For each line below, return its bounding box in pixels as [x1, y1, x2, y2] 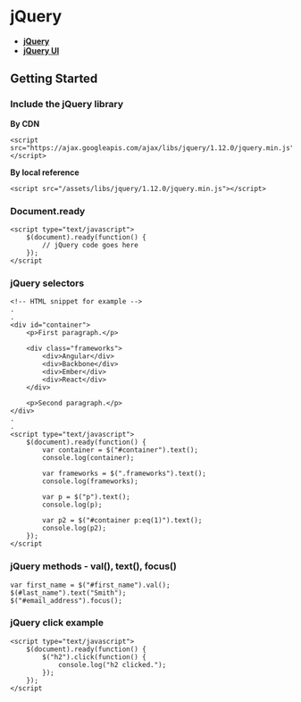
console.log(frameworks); [42, 477, 139, 486]
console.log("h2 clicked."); [57, 660, 167, 669]
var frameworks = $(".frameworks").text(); [42, 469, 206, 479]
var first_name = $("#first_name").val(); [10, 581, 171, 589]
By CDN [10, 118, 40, 129]
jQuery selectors [10, 277, 85, 289]
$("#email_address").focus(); [10, 596, 123, 605]
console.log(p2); [42, 524, 106, 533]
